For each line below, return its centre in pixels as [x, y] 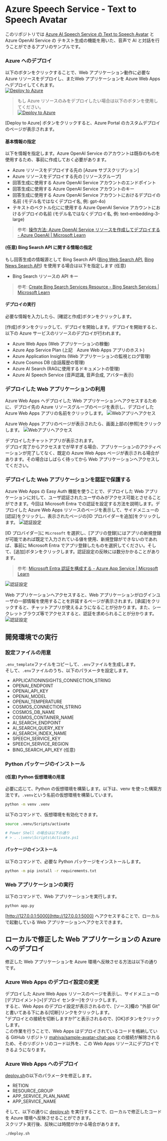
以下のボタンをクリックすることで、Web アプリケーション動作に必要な [78, 73]
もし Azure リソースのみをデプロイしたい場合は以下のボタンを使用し [87, 101]
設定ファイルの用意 [28, 652]
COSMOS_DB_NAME [34, 712]
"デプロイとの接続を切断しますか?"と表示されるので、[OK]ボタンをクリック [83, 1019]
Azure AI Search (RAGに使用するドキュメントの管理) [66, 368]
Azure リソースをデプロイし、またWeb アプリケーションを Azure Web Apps [83, 79]
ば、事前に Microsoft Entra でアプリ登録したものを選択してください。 [76, 546]
